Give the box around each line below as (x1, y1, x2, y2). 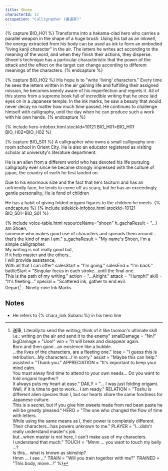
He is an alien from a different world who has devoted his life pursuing (5, 159, 150, 165)
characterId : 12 (5, 12, 39, 17)
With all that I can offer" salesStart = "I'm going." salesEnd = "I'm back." (5, 263, 153, 269)
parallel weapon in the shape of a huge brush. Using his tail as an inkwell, (5, 35, 156, 41)
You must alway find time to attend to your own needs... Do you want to (12, 370, 160, 376)
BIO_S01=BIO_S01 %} (5, 210, 49, 216)
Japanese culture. (12, 397, 50, 403)
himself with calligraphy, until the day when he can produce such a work (5, 109, 154, 115)
